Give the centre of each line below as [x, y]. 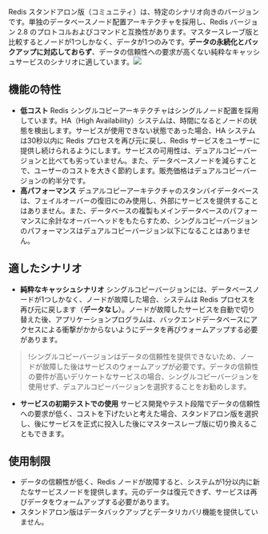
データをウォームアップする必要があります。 [100, 502]
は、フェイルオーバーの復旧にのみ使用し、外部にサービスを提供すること [139, 200]
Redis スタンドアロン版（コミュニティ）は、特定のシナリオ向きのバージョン [134, 12]
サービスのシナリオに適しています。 [74, 62]
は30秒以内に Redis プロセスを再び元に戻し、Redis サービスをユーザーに [140, 140]
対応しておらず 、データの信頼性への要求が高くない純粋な [137, 52]
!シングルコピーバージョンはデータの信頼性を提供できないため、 [134, 356]
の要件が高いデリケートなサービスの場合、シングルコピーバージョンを [144, 376]
